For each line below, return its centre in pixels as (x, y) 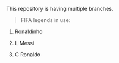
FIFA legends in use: (46, 20)
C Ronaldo (27, 55)
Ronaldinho (29, 31)
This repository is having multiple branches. (60, 9)
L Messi (24, 43)
